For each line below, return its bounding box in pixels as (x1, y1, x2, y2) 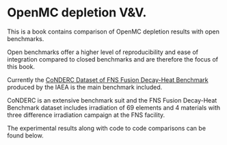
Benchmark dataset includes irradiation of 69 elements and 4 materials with (7, 103, 221, 111)
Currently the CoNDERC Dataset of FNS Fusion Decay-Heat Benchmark (7, 75, 209, 83)
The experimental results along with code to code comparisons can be (7, 124, 206, 132)
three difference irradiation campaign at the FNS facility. (7, 111, 165, 119)
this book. (7, 62, 36, 70)
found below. (7, 131, 44, 140)
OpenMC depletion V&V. (7, 5, 147, 21)
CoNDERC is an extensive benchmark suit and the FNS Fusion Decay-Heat (7, 96, 217, 104)
